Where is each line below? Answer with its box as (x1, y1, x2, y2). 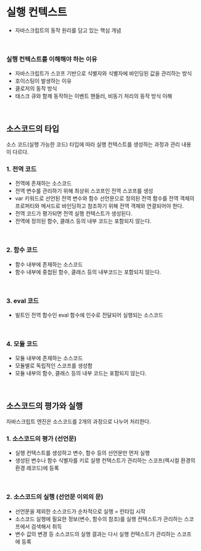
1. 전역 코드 (6, 164, 37, 173)
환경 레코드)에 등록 (14, 465, 59, 472)
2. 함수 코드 (6, 246, 38, 254)
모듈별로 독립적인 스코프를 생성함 (14, 362, 93, 369)
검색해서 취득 (31, 523, 62, 530)
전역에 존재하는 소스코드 (14, 179, 72, 187)
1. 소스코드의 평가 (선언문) (6, 434, 77, 443)
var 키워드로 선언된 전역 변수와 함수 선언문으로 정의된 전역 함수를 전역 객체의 (14, 195, 195, 202)
